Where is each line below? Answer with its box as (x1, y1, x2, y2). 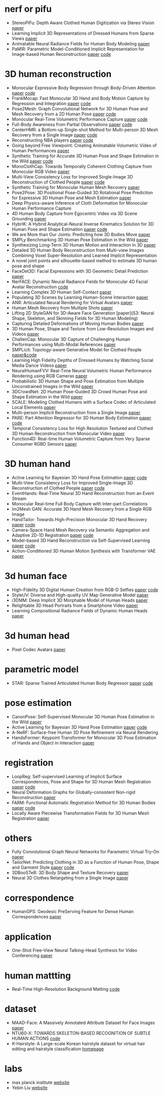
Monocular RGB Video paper (11, 169, 70, 175)
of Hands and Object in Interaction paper (11, 740, 95, 745)
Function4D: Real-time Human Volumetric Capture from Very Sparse (11, 435, 150, 442)
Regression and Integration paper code (11, 100, 91, 106)
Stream (11, 495, 27, 501)
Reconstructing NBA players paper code (11, 137, 94, 143)
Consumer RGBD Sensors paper (11, 441, 77, 447)
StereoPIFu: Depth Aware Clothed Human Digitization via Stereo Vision (11, 20, 155, 26)
